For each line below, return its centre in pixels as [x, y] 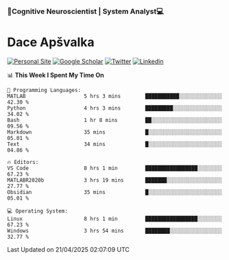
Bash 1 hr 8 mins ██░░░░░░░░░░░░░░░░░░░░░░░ [115, 120]
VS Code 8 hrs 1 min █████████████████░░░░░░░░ [115, 168]
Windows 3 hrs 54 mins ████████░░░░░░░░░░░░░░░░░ [115, 231]
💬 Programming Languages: [44, 90]
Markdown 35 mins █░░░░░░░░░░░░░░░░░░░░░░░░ [115, 132]
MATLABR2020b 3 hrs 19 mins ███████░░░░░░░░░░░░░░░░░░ [115, 180]
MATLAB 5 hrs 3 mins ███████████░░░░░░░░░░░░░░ [115, 96]
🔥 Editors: [23, 162]
